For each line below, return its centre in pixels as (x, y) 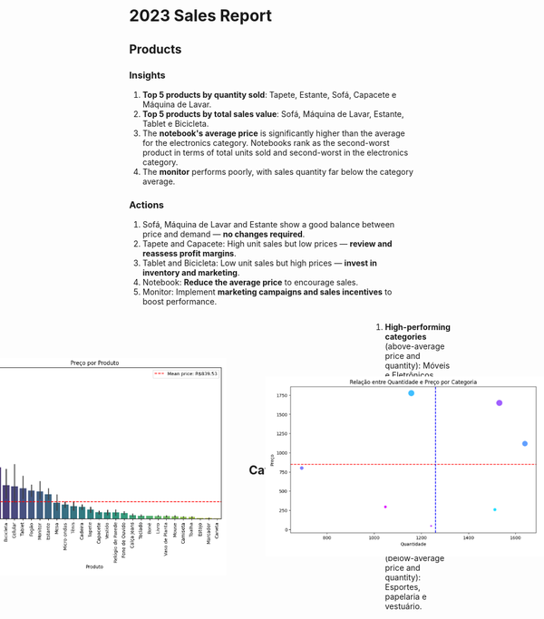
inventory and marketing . (191, 273)
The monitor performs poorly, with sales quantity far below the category (278, 171)
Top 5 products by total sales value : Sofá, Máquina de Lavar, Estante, (273, 113)
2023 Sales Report (200, 16)
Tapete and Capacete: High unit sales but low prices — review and (267, 244)
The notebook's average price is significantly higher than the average (273, 133)
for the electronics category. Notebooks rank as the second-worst (266, 142)
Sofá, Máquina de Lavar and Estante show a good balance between (268, 225)
